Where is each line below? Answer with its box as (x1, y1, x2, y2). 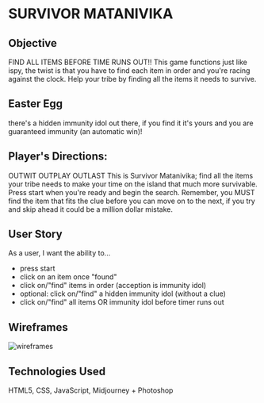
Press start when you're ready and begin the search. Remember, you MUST (8, 187, 255, 197)
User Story (8, 228, 63, 241)
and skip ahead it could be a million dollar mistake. (8, 204, 173, 214)
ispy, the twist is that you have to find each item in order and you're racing (8, 66, 251, 75)
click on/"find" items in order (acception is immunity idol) (19, 281, 207, 290)
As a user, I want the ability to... (8, 248, 111, 258)
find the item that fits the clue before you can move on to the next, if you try (8, 196, 255, 205)
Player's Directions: (8, 150, 109, 163)
